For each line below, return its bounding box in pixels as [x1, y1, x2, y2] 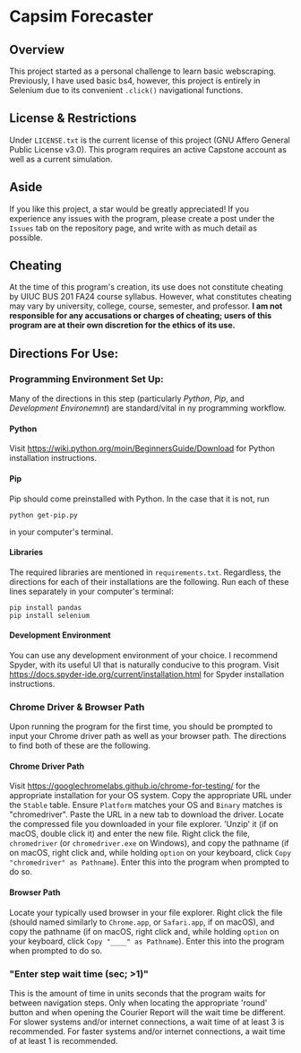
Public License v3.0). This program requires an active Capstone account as [9, 144, 287, 154]
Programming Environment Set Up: [9, 372, 164, 385]
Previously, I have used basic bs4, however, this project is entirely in [9, 75, 261, 86]
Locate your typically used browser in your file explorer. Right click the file [9, 907, 283, 918]
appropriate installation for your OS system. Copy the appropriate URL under [9, 790, 292, 801]
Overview [9, 42, 65, 57]
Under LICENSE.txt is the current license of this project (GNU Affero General [9, 135, 291, 145]
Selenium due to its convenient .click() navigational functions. [9, 85, 244, 95]
